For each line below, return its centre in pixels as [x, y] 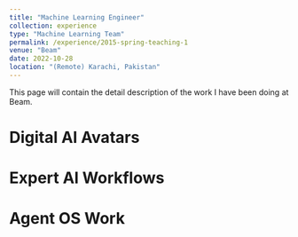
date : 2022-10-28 [41, 59]
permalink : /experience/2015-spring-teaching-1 [99, 42]
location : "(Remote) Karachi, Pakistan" [85, 67]
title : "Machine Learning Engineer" [77, 17]
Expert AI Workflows [87, 178]
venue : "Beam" [35, 51]
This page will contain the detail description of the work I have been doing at [149, 92]
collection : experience [53, 26]
